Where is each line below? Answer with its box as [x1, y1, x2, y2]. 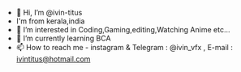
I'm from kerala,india [15, 16, 85, 26]
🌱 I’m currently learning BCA [15, 33, 111, 43]
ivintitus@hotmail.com [15, 54, 91, 64]
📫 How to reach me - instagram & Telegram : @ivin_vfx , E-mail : [15, 43, 233, 52]
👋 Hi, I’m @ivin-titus [15, 8, 83, 17]
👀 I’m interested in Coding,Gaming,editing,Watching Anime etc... [15, 25, 230, 34]
